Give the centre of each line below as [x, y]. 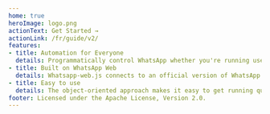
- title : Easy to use [45, 83]
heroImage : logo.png [43, 23]
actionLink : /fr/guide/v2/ [53, 38]
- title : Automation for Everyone [66, 53]
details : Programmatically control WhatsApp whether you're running [133, 61]
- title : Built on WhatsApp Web [62, 68]
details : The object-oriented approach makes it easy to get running [134, 90]
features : [25, 46]
